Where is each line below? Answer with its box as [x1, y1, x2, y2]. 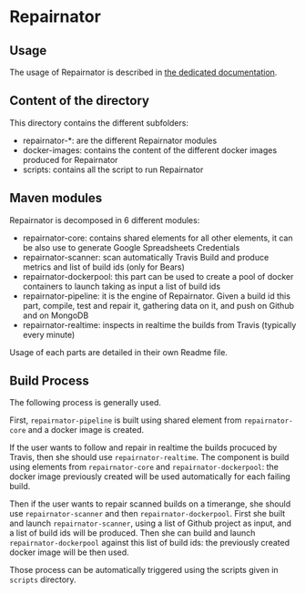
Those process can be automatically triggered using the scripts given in [9, 565, 280, 576]
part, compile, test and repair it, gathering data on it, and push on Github [22, 300, 294, 311]
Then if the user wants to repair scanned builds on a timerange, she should [9, 498, 291, 509]
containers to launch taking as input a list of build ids [22, 281, 221, 292]
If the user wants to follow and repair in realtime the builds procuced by [9, 442, 278, 453]
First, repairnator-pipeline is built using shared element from [9, 415, 242, 425]
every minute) [22, 329, 76, 340]
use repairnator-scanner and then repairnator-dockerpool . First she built [9, 508, 286, 519]
